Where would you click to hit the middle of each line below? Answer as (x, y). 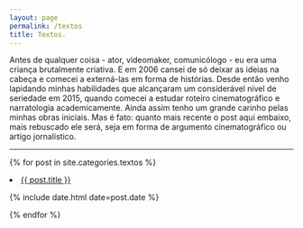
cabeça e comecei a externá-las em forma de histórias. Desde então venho (149, 79)
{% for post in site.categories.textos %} (83, 162)
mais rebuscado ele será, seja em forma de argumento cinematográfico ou (148, 127)
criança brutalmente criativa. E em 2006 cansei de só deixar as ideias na (144, 69)
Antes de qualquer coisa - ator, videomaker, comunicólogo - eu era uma (143, 60)
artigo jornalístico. (43, 137)
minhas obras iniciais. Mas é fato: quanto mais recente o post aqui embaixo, (150, 117)
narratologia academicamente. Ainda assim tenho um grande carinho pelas (149, 108)
